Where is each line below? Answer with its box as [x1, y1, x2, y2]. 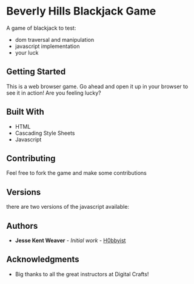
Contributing [6, 153, 56, 163]
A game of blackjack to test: [6, 24, 76, 32]
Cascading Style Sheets [15, 129, 75, 137]
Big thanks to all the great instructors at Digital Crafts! [15, 270, 149, 277]
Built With [6, 107, 44, 117]
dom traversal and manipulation [15, 36, 95, 43]
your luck [15, 49, 39, 56]
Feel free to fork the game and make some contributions [6, 169, 147, 177]
